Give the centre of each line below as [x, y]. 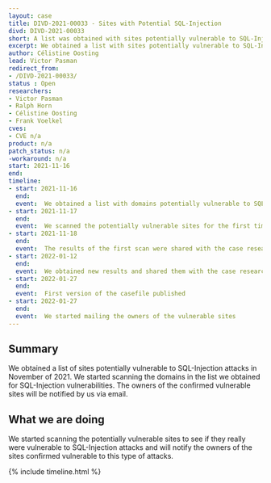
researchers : [30, 91]
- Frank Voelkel [35, 121]
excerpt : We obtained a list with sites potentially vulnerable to [124, 46]
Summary [33, 349]
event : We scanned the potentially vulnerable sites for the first [133, 226]
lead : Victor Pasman [43, 61]
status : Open [32, 83]
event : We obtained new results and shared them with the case [126, 271]
